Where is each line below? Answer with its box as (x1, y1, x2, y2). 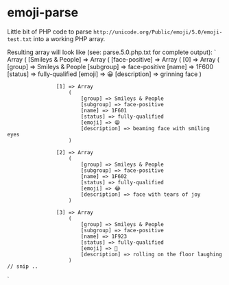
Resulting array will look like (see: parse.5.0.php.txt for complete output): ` (7, 48, 217, 56)
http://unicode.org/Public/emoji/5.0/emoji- (93, 29, 223, 36)
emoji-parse (7, 5, 79, 21)
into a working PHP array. (33, 34, 106, 42)
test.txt (7, 36, 32, 42)
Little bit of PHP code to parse (7, 27, 93, 36)
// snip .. (7, 262, 38, 270)
